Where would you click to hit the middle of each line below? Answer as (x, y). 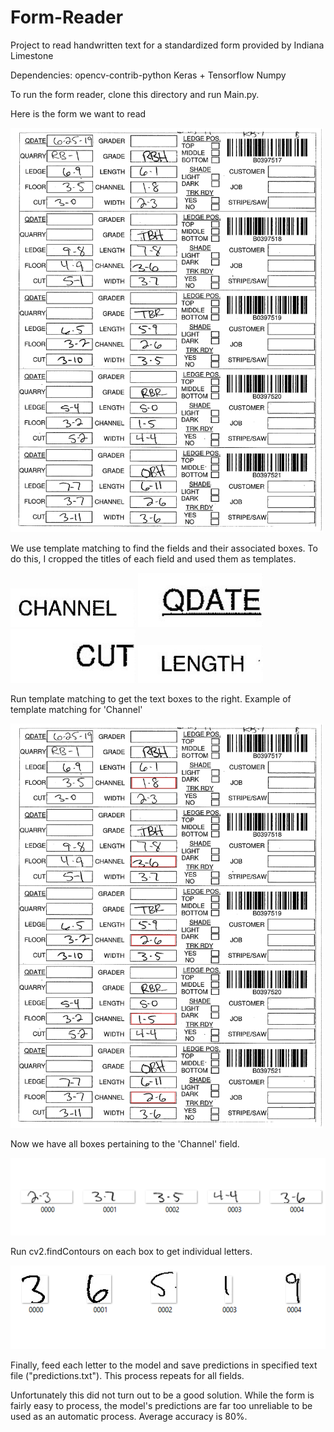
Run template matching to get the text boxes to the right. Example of (151, 698)
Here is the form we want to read (78, 113)
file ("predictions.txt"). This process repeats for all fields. (127, 1375)
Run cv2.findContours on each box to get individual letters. (131, 1252)
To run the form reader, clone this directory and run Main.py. (135, 94)
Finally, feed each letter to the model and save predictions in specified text (164, 1365)
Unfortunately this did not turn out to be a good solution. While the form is (162, 1395)
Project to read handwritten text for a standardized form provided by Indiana (167, 45)
